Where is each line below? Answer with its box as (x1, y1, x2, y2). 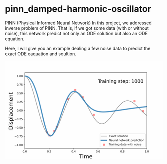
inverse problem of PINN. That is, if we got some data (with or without (5, 25, 149, 31)
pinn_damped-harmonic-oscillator (5, 3, 151, 15)
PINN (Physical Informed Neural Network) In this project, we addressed (5, 20, 152, 26)
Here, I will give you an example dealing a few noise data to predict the (5, 45, 151, 51)
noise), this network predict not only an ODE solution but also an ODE (5, 30, 148, 36)
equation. (5, 36, 25, 42)
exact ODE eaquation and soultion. (5, 51, 76, 57)
